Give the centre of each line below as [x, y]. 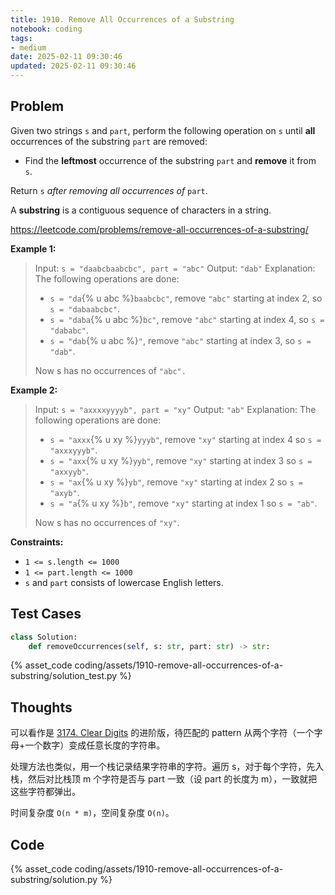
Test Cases [46, 614]
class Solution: [44, 637]
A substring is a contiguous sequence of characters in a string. [141, 210]
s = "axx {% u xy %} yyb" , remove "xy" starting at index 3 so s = [181, 460]
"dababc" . [69, 330]
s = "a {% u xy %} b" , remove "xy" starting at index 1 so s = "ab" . [183, 503]
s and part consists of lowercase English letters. [124, 582]
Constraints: [37, 542]
